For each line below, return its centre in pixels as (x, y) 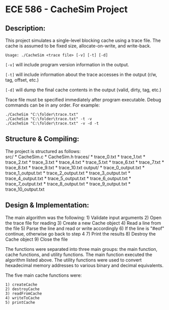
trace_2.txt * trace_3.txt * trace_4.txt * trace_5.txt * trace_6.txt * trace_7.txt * (85, 162)
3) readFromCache (24, 293)
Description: (25, 28)
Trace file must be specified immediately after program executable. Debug (83, 100)
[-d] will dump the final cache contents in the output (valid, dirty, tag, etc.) (83, 90)
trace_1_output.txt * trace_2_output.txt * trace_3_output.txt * (68, 173)
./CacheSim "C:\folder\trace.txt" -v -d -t (52, 123)
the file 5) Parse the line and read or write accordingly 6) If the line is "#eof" (85, 228)
